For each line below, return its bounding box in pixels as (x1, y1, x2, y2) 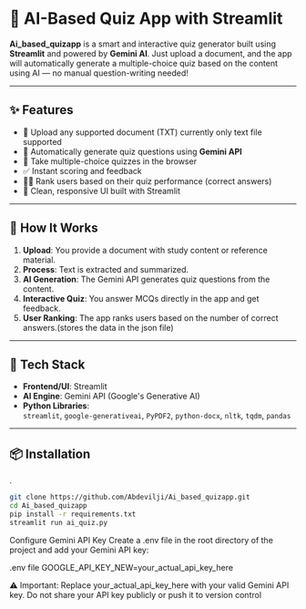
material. (22, 254, 56, 265)
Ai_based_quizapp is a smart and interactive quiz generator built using (9, 38, 276, 49)
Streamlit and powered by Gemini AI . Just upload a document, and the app (9, 47, 293, 58)
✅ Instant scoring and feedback (22, 165, 143, 176)
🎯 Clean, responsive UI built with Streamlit (22, 185, 180, 196)
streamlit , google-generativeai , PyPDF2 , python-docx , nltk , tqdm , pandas (22, 410, 291, 421)
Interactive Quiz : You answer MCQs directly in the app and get (22, 293, 260, 304)
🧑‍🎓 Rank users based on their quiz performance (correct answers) (22, 175, 272, 186)
